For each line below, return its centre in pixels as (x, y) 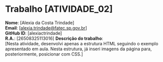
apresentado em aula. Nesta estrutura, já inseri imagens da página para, (79, 49)
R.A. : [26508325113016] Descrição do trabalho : (54, 38)
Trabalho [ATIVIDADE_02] (59, 9)
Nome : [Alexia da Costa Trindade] (40, 23)
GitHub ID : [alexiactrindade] (34, 33)
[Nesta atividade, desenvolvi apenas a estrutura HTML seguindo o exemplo (82, 43)
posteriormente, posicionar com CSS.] (44, 54)
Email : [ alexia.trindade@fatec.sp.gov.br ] (46, 28)
